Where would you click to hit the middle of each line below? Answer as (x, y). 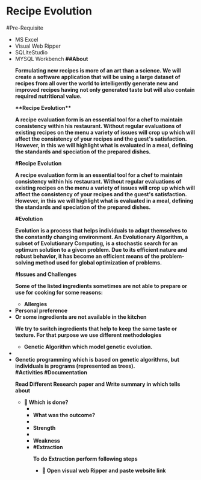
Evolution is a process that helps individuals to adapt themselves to (101, 230)
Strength (44, 427)
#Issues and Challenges (46, 274)
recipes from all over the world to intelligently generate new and (97, 83)
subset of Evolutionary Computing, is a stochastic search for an (96, 243)
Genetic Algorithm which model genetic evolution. (88, 347)
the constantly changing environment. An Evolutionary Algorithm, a (101, 237)
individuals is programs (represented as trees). (75, 366)
